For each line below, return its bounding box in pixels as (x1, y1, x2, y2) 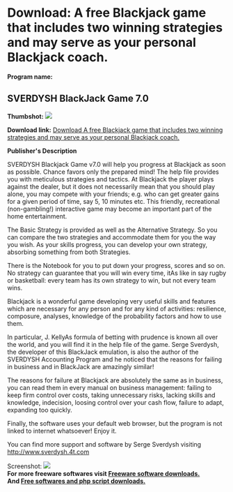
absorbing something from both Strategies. (7, 248, 131, 256)
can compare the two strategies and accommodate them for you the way (7, 232, 216, 241)
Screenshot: (7, 462, 42, 470)
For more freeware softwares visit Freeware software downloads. (7, 469, 200, 477)
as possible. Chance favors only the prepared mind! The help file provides (7, 167, 219, 176)
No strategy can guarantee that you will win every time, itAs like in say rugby (7, 269, 227, 277)
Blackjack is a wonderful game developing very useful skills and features (7, 297, 216, 305)
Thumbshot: (7, 112, 44, 120)
